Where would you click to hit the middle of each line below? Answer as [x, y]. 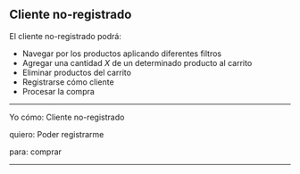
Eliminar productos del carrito [77, 72]
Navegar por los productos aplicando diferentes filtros [121, 54]
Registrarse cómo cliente [68, 82]
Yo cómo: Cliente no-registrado [67, 117]
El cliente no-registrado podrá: [66, 36]
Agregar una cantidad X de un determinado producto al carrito [137, 62]
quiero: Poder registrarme [57, 134]
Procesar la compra [58, 91]
